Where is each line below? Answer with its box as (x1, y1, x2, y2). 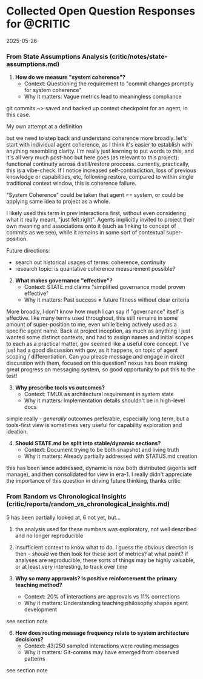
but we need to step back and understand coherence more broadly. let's (6, 134, 187, 142)
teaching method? (15, 581, 62, 588)
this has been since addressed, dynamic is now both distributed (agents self (6, 465, 197, 472)
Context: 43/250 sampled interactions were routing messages (24, 642, 179, 649)
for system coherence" (24, 87, 82, 94)
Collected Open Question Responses (6, 4, 196, 18)
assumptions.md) (6, 59, 60, 68)
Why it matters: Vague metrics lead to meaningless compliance (24, 93, 182, 101)
